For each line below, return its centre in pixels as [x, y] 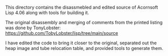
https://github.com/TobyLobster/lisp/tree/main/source [62, 33]
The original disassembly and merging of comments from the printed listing [84, 22]
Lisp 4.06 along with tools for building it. [47, 13]
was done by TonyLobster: [33, 28]
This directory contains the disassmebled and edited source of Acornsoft [82, 7]
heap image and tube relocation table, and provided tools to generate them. [84, 48]
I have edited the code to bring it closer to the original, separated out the [81, 43]
